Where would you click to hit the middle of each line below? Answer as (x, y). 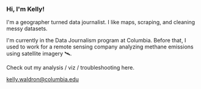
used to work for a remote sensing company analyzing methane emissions (100, 47)
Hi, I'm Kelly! (25, 9)
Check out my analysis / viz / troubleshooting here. (70, 68)
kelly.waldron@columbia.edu (43, 79)
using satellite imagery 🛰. (39, 54)
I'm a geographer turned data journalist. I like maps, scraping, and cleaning (101, 22)
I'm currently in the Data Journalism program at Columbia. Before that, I (96, 41)
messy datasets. (27, 28)
